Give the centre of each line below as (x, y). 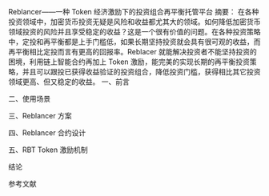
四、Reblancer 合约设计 (47, 133)
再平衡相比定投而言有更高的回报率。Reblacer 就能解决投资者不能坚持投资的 (133, 52)
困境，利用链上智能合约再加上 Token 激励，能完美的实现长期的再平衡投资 (129, 62)
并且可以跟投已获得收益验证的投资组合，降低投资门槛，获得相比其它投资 (141, 72)
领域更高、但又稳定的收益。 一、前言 (69, 82)
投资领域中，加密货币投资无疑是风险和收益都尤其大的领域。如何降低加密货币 (134, 22)
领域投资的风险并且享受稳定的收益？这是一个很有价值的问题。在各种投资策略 (134, 32)
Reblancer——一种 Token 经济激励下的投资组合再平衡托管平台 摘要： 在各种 (134, 12)
